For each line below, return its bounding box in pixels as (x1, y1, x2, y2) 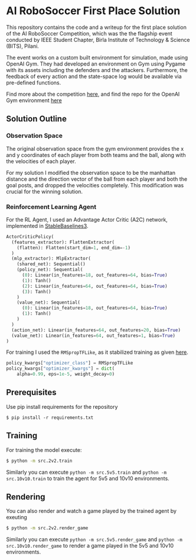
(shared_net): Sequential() (17, 261, 86, 267)
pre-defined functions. (6, 79, 61, 86)
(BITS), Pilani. (6, 43, 40, 50)
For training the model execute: (6, 446, 82, 453)
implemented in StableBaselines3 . (6, 222, 89, 229)
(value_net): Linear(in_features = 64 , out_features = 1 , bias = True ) (11, 333, 176, 338)
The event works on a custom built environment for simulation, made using (6, 54, 188, 61)
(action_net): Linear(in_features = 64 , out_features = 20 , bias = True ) (11, 327, 181, 333)
